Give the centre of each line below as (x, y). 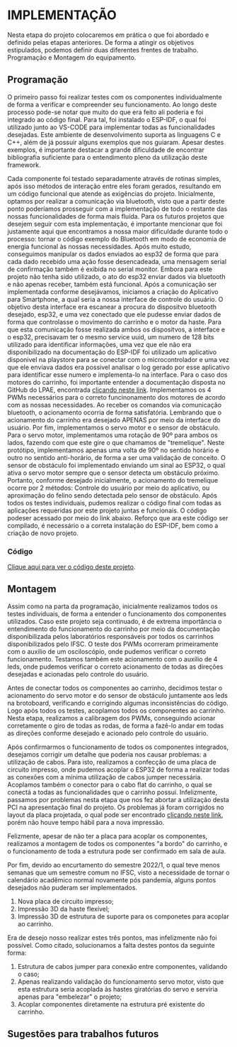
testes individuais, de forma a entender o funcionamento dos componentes (117, 613)
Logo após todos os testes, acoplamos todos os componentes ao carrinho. (116, 711)
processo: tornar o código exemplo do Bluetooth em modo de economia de (117, 239)
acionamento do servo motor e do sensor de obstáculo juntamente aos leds (117, 695)
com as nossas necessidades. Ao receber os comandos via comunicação (114, 405)
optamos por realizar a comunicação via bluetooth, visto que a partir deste (116, 201)
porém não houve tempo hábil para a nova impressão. (86, 822)
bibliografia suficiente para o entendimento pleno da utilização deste (107, 157)
